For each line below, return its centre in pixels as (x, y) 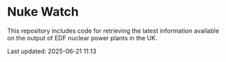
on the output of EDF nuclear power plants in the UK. (82, 37)
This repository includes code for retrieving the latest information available (113, 31)
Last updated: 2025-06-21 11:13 (52, 51)
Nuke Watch (43, 12)
